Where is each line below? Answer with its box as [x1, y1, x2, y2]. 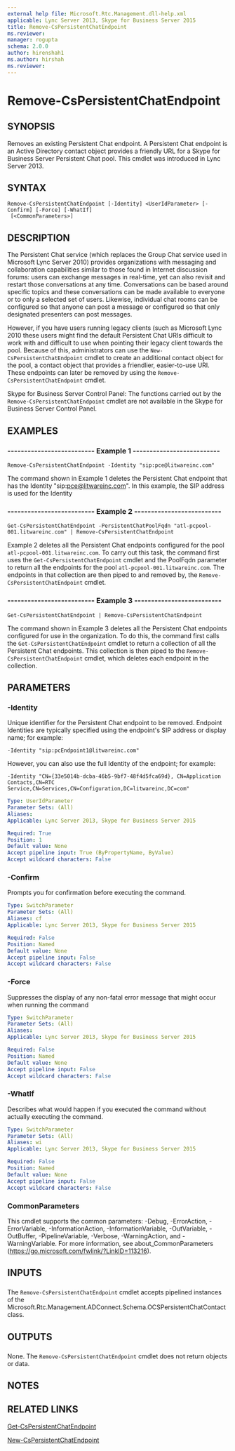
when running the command [7, 1000, 89, 1009]
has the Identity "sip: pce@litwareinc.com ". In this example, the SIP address [7, 482, 224, 490]
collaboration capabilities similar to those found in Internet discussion [7, 265, 208, 274]
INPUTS [7, 1267, 42, 1279]
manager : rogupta [7, 37, 58, 44]
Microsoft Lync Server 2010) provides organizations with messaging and [7, 258, 217, 267]
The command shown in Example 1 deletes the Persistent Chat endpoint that [7, 474, 228, 482]
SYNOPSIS [7, 121, 55, 133]
